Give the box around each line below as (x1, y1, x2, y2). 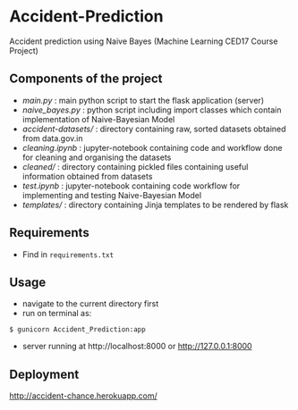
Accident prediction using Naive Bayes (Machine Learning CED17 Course (9, 36, 278, 46)
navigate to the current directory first (21, 298, 159, 309)
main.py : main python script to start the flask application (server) (21, 95, 264, 105)
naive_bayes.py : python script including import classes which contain (21, 105, 282, 115)
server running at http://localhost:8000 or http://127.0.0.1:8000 (21, 341, 252, 352)
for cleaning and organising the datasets (21, 152, 172, 163)
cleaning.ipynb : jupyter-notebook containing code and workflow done (21, 142, 283, 153)
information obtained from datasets (21, 171, 153, 181)
